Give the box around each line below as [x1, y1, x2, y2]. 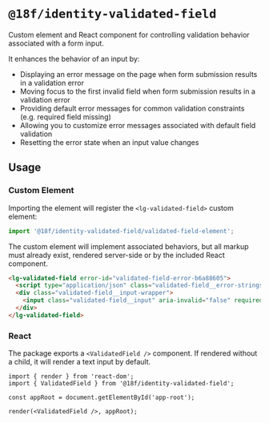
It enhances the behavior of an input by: [8, 54, 140, 63]
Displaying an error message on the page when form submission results [19, 69, 258, 79]
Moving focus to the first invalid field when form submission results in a [19, 87, 256, 96]
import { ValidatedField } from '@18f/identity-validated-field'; [8, 380, 235, 388]
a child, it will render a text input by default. [8, 357, 151, 367]
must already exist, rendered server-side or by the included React [8, 250, 226, 260]
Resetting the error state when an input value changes [19, 137, 199, 147]
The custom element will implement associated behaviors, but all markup [8, 241, 250, 251]
